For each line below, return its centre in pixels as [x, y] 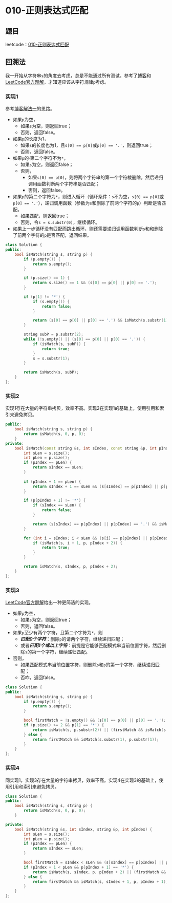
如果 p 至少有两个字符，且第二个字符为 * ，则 [58, 632]
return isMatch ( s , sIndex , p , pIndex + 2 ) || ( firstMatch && [99, 872]
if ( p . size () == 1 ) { [47, 278]
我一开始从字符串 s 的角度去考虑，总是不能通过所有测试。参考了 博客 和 [78, 76]
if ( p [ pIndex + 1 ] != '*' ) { [55, 501]
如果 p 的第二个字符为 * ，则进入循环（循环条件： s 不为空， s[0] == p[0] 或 [88, 197]
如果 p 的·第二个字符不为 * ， [40, 158]
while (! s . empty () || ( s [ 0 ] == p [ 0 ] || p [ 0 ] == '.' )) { [85, 340]
